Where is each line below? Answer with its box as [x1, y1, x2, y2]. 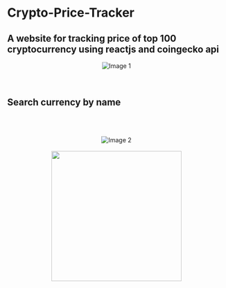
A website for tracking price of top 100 [7, 33, 177, 44]
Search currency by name [7, 96, 121, 108]
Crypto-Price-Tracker [7, 5, 135, 21]
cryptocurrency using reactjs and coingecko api [7, 43, 220, 55]
